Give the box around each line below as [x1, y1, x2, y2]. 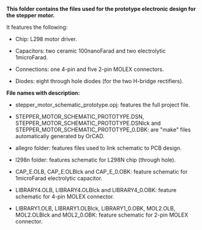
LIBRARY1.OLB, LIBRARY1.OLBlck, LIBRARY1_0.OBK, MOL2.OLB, [15, 205, 176, 212]
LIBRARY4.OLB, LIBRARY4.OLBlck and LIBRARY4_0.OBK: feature [15, 187, 177, 193]
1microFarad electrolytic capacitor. [15, 174, 103, 182]
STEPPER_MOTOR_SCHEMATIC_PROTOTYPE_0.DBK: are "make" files [15, 126, 191, 133]
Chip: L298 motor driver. [15, 35, 78, 42]
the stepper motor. [6, 12, 55, 19]
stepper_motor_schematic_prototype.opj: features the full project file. [15, 101, 190, 108]
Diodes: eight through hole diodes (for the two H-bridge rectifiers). [15, 78, 184, 84]
